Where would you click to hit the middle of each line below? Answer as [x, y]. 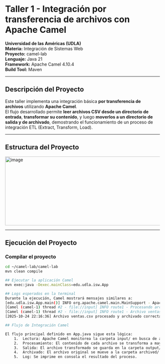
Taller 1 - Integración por [56, 9]
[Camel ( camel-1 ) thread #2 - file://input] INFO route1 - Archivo [76, 312]
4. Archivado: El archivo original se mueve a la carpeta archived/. [88, 352]
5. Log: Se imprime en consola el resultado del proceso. [76, 357]
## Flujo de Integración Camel [37, 325]
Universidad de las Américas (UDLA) [43, 43]
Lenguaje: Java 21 [24, 59]
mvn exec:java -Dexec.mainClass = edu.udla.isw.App [57, 285]
